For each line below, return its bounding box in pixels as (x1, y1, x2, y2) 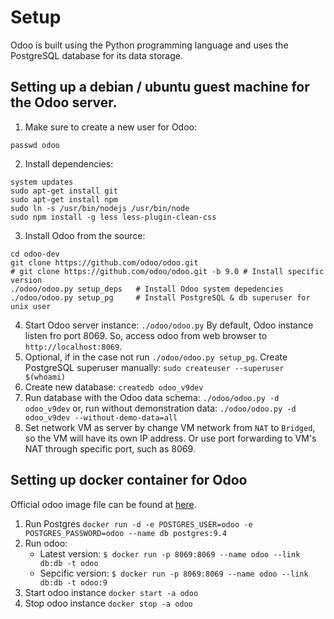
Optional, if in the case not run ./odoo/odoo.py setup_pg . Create (24, 351, 288, 363)
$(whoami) (24, 372, 67, 382)
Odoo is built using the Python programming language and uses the (10, 39, 289, 51)
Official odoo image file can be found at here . (10, 498, 197, 510)
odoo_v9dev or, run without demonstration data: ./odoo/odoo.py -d (24, 402, 297, 414)
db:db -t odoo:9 (39, 577, 108, 588)
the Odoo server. (10, 94, 118, 111)
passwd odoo (10, 140, 60, 150)
